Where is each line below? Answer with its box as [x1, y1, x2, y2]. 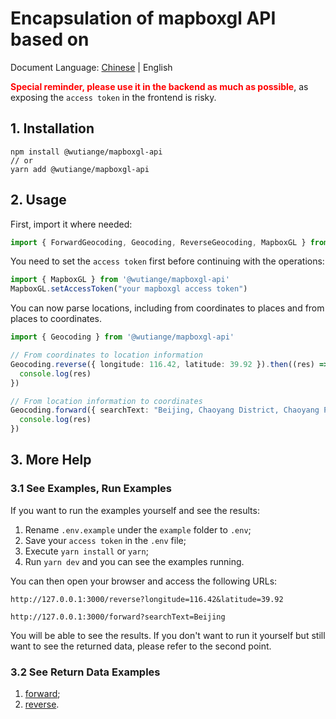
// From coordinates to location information [10, 350, 203, 361]
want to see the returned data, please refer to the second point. [10, 640, 272, 652]
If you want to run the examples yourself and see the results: [10, 504, 260, 516]
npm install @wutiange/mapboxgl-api [10, 147, 163, 157]
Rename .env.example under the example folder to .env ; [24, 523, 252, 536]
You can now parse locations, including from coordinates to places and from [10, 302, 325, 314]
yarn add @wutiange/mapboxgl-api [10, 164, 150, 174]
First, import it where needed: [10, 218, 133, 230]
